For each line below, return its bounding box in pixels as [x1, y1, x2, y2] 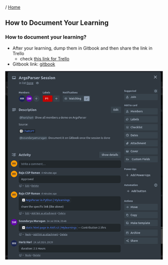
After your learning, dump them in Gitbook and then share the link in [12, 45, 152, 51]
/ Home [5, 4, 21, 10]
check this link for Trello [19, 55, 69, 61]
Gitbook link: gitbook [12, 61, 55, 67]
